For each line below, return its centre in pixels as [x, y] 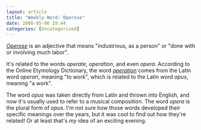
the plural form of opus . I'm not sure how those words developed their [93, 108]
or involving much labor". [37, 53]
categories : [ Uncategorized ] [43, 29]
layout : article [27, 12]
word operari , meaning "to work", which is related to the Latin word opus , [97, 77]
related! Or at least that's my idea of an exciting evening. [76, 121]
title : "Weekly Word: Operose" [46, 18]
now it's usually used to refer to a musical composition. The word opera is [98, 102]
